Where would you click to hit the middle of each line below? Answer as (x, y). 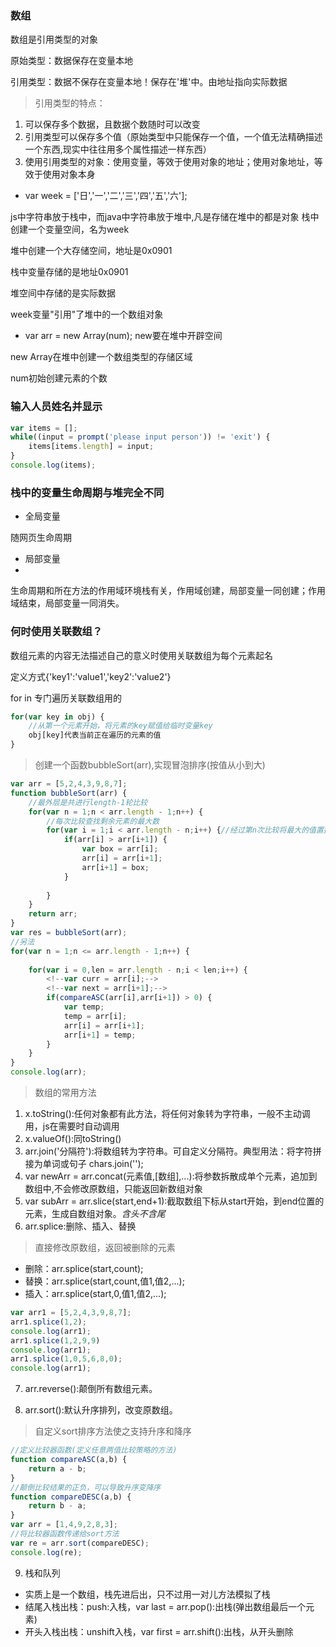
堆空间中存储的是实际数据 (63, 293)
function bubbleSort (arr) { (69, 793)
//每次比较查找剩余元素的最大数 (103, 821)
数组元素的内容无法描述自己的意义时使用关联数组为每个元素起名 (141, 655)
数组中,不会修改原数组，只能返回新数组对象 (113, 1189)
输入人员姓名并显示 (56, 407)
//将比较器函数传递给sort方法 (65, 1534)
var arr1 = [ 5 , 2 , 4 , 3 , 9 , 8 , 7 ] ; (71, 1313)
